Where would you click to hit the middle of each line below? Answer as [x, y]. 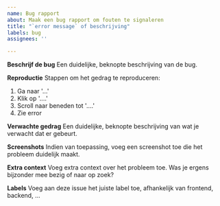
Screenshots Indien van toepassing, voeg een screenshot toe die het [105, 147]
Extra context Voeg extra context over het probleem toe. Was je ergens [108, 168]
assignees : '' [27, 39]
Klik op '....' [32, 99]
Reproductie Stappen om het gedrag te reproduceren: [84, 78]
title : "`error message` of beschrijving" [69, 26]
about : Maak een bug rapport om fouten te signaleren [86, 20]
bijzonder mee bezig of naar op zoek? [61, 175]
